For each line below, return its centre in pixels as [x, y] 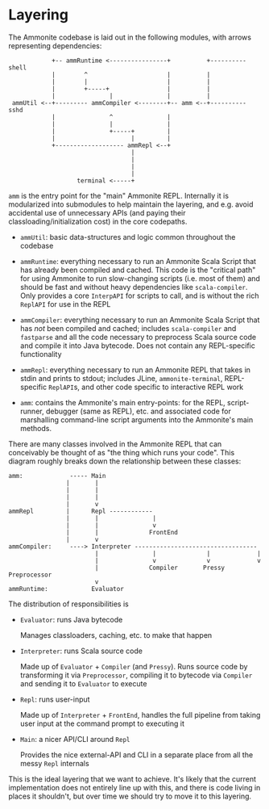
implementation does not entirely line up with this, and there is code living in [134, 787]
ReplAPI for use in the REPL [65, 304]
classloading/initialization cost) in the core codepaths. [98, 221]
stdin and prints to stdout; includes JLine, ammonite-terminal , [121, 378]
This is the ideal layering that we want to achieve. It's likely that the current [132, 779]
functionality [41, 354]
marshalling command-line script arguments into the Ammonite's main [137, 419]
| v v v [178, 560]
